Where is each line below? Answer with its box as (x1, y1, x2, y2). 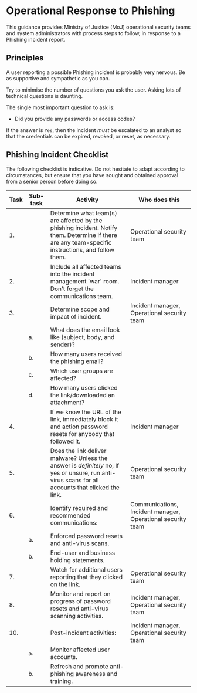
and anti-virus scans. (50, 539, 110, 547)
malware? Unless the (50, 454, 108, 462)
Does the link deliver (50, 447, 107, 455)
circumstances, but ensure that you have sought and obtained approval (6, 171, 179, 178)
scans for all (65, 476, 99, 484)
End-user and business (50, 549, 116, 557)
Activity (76, 195, 99, 204)
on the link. (50, 580, 81, 588)
